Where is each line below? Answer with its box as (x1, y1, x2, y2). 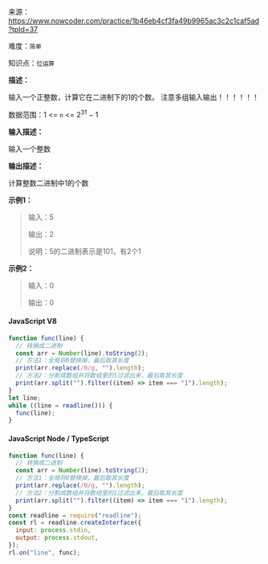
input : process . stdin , (15, 526, 91, 534)
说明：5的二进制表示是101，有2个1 (27, 246, 142, 255)
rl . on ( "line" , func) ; (8, 549, 81, 557)
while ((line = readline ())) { (8, 401, 113, 410)
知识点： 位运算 (8, 59, 55, 67)
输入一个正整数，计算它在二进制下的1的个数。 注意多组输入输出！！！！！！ (8, 92, 259, 102)
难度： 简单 (8, 41, 42, 51)
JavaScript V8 (8, 317, 58, 326)
